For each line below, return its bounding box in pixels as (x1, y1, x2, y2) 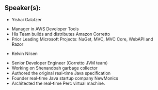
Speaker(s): (4, 4, 41, 12)
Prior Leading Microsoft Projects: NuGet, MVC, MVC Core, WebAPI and (11, 36, 154, 42)
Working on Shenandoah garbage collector (11, 65, 98, 71)
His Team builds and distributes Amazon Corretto (11, 31, 110, 37)
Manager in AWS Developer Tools (11, 26, 79, 32)
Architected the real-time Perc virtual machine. (11, 80, 105, 86)
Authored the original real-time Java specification (11, 70, 111, 76)
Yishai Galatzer (11, 16, 42, 22)
